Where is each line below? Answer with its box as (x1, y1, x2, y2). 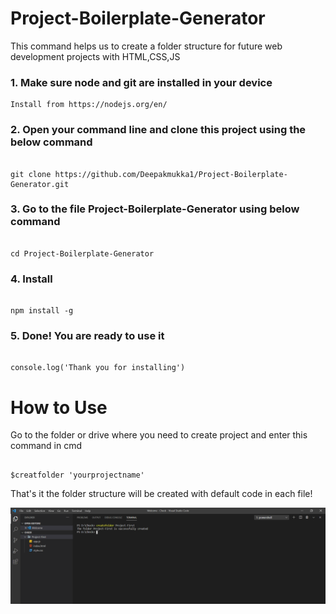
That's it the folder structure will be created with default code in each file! (10, 488, 313, 500)
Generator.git (10, 179, 70, 189)
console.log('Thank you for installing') (10, 363, 186, 373)
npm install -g (10, 306, 74, 316)
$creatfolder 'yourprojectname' (10, 470, 145, 481)
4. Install (10, 272, 53, 286)
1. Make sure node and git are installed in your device (10, 75, 273, 89)
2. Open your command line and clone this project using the (10, 123, 307, 137)
